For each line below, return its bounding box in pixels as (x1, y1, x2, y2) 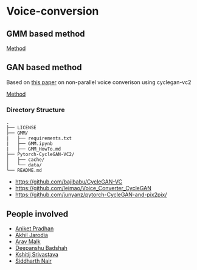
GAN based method (6, 62, 82, 73)
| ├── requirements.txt (6, 135, 72, 141)
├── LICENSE (6, 125, 36, 131)
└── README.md (6, 168, 43, 174)
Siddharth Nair (15, 257, 52, 265)
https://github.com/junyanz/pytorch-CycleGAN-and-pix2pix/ (15, 191, 167, 199)
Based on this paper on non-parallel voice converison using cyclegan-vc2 (6, 78, 192, 86)
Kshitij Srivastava (15, 250, 59, 258)
